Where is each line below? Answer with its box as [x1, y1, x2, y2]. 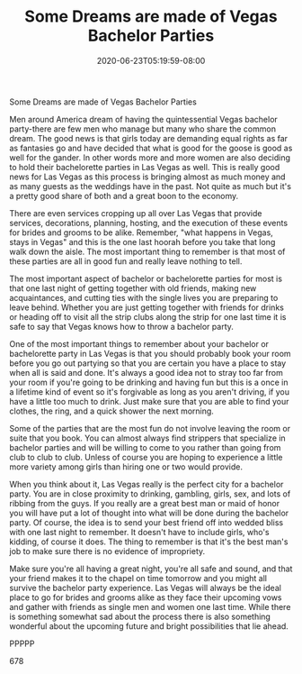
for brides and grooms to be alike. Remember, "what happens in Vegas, [9, 227, 274, 238]
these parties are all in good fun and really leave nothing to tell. [9, 255, 243, 267]
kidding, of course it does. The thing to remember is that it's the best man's [9, 536, 289, 547]
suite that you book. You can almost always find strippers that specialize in [9, 433, 286, 443]
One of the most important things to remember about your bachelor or [9, 338, 270, 349]
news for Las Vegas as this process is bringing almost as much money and [9, 171, 286, 182]
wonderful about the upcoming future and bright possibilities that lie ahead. [9, 620, 289, 632]
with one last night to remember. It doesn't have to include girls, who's [9, 526, 270, 537]
